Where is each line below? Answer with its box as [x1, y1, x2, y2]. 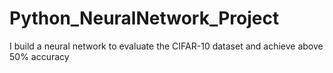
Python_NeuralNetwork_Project [9, 7, 280, 30]
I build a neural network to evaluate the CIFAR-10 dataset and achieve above [9, 40, 324, 52]
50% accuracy [9, 50, 70, 62]
